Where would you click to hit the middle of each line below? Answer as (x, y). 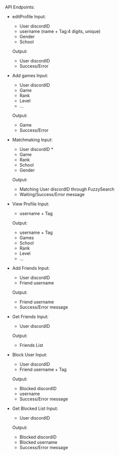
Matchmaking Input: (32, 140)
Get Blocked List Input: (35, 408)
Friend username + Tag (43, 370)
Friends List (31, 345)
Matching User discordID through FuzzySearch (67, 189)
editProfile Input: (29, 16)
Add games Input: (30, 75)
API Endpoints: (20, 7)
